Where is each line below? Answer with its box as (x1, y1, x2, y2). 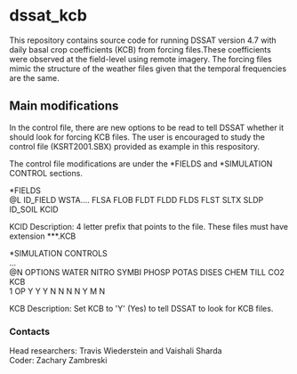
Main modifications (9, 99, 119, 114)
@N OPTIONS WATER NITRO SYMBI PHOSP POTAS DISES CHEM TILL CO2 (9, 266, 285, 277)
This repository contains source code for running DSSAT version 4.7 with (9, 35, 277, 45)
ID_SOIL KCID (9, 204, 60, 215)
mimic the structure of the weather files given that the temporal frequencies (9, 63, 287, 74)
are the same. (9, 72, 60, 83)
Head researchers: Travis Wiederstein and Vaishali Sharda (9, 346, 222, 356)
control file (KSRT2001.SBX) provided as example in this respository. (9, 141, 261, 151)
